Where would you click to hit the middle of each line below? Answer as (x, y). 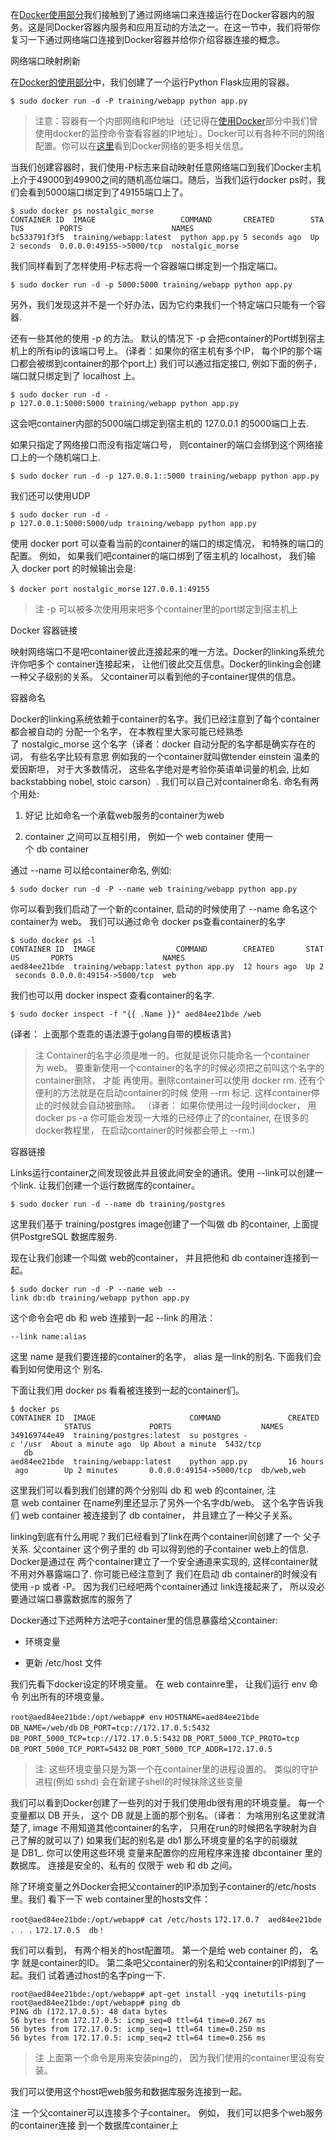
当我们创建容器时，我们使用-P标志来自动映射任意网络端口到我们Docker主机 (166, 167)
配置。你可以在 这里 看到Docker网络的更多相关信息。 (142, 146)
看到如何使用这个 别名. (56, 1369)
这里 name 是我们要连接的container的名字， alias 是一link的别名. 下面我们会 (166, 1356)
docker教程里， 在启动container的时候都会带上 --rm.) (145, 1130)
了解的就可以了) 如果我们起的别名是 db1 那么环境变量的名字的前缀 (154, 1840)
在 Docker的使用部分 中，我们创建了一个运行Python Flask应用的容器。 (152, 82)
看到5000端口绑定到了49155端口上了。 (108, 192)
